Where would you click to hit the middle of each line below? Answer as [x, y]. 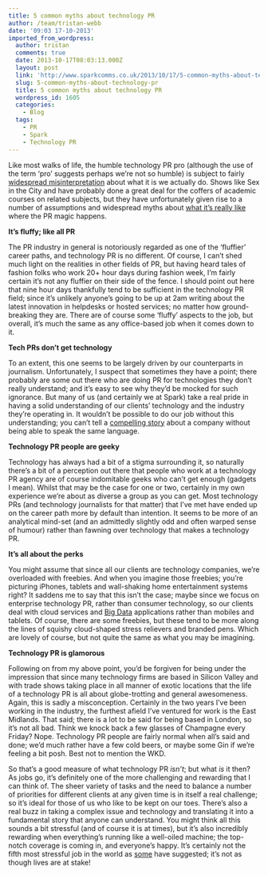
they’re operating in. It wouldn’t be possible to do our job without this [121, 414]
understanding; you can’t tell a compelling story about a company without [129, 422]
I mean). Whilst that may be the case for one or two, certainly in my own [126, 487]
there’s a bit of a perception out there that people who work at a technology [132, 470]
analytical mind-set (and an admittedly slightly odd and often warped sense [132, 521]
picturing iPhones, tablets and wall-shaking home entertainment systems [128, 586]
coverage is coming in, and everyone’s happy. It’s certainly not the [137, 845]
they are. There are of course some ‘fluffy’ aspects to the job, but [146, 315]
